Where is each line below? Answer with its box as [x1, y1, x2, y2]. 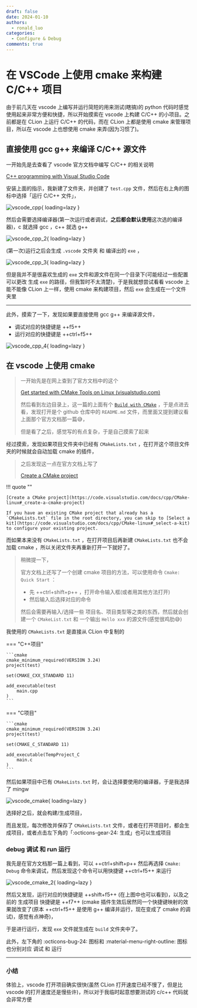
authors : [6, 19, 28, 25]
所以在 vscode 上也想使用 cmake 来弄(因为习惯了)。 [16, 125, 142, 132]
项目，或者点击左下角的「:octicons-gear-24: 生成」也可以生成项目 [11, 829, 171, 836]
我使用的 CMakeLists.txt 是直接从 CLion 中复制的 [6, 628, 125, 635]
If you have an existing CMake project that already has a [6, 510, 154, 516]
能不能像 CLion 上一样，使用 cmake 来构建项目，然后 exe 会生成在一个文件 [6, 285, 186, 292]
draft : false [6, 8, 38, 15]
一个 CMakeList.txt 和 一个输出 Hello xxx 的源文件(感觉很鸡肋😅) [25, 616, 182, 623]
